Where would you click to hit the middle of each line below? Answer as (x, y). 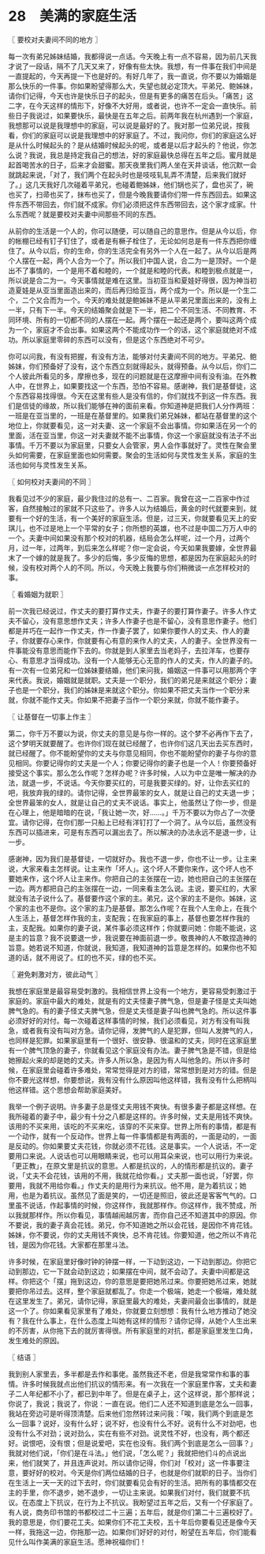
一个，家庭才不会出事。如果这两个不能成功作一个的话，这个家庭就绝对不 (132, 329)
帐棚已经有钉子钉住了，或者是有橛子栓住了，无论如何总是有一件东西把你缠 (136, 241)
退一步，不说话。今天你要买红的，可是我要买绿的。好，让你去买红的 (139, 783)
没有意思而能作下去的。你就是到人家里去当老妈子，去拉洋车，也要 (136, 650)
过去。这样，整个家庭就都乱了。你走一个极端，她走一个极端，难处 (142, 1291)
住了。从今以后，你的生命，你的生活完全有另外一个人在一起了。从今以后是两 (132, 250)
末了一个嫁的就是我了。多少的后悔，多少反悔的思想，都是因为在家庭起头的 (129, 557)
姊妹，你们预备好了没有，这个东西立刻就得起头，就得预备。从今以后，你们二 (132, 366)
